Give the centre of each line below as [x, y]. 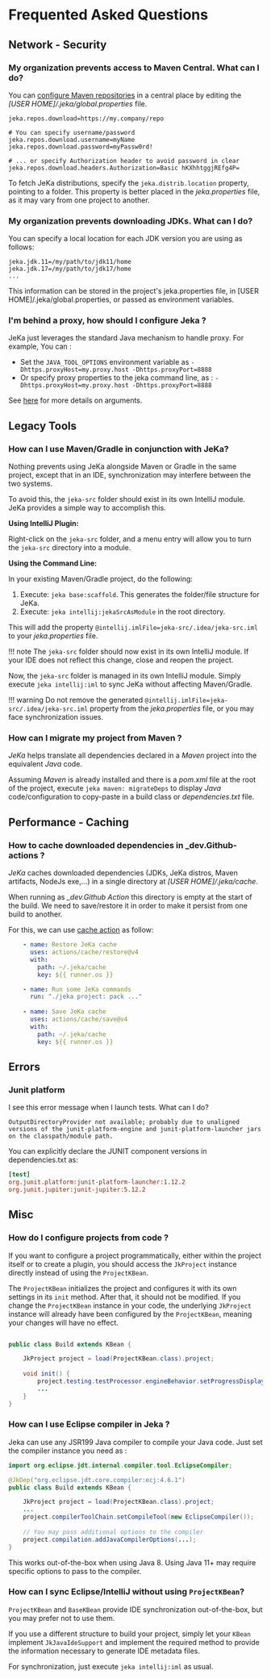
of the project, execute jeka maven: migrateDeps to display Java [115, 788]
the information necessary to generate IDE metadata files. [104, 1651]
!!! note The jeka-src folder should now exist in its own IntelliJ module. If [129, 652]
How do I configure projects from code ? [89, 1238]
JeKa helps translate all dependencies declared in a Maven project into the [133, 755]
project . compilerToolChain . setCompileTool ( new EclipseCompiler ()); [138, 1517]
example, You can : [40, 347]
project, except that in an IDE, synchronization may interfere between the [130, 475]
